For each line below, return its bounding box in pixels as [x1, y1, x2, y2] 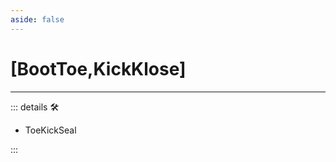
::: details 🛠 [10, 101, 60, 113]
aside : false [10, 14, 65, 25]
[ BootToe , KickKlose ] [10, 57, 187, 80]
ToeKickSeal [24, 124, 77, 136]
